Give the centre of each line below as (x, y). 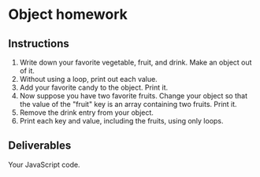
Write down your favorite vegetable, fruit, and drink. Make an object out (136, 62)
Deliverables (40, 146)
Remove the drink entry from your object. (86, 112)
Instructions (39, 44)
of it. (27, 71)
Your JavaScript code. (44, 164)
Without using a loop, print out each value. (88, 79)
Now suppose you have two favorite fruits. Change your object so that (134, 96)
